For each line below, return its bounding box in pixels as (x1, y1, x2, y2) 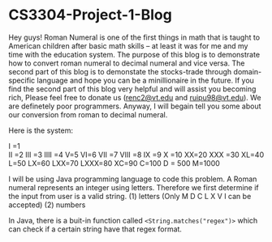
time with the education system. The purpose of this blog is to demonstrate (8, 49, 261, 59)
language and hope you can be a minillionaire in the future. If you (37, 75, 254, 85)
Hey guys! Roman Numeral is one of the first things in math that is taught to (8, 32, 261, 42)
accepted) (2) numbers (8, 200, 86, 210)
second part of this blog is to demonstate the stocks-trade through (8, 66, 232, 76)
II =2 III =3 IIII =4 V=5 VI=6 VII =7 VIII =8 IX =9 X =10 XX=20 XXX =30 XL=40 (8, 150, 265, 159)
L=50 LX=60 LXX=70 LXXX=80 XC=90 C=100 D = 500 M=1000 (8, 158, 221, 168)
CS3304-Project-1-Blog (8, 6, 172, 24)
